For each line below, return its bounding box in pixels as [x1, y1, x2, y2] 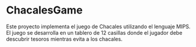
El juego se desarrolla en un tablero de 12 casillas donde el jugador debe [6, 29, 183, 36]
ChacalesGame [6, 4, 83, 17]
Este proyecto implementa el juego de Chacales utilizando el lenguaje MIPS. [6, 23, 191, 30]
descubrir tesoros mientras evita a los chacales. [6, 35, 123, 42]
